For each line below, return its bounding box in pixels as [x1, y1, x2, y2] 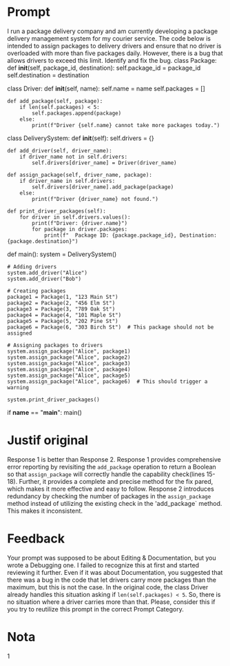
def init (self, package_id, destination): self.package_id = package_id [7, 63, 201, 72]
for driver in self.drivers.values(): [19, 213, 131, 221]
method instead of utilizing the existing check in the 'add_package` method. [7, 499, 222, 507]
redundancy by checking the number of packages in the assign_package [7, 491, 211, 500]
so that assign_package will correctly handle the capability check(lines [7, 470, 205, 478]
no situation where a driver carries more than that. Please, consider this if [7, 598, 216, 606]
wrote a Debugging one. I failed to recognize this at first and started [7, 560, 200, 569]
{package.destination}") [7, 237, 79, 245]
